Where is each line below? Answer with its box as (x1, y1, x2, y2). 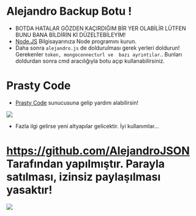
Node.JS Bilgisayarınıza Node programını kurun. (15, 37, 137, 45)
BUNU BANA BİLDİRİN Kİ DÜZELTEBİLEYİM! (15, 31, 126, 38)
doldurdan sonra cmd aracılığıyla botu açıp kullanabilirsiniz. (15, 57, 165, 64)
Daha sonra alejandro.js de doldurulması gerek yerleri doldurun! (15, 44, 180, 52)
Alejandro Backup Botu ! (6, 4, 132, 18)
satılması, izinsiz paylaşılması (6, 170, 161, 184)
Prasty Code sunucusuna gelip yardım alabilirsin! (15, 99, 139, 106)
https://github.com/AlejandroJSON (6, 144, 190, 158)
